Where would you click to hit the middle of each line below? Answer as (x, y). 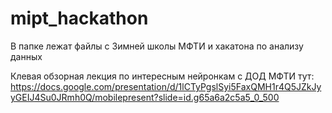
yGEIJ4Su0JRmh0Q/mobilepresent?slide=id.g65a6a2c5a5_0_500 (145, 97)
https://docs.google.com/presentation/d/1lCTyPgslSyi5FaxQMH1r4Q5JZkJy (166, 86)
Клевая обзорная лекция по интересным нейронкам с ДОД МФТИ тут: (162, 76)
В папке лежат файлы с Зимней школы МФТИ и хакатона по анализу (157, 46)
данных (26, 56)
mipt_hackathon (79, 18)
